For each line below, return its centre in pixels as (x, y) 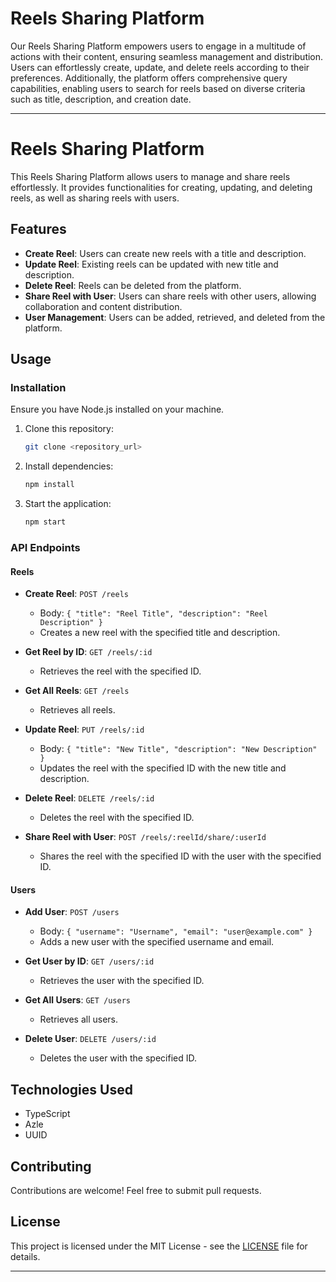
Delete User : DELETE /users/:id (90, 1039)
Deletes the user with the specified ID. (118, 1058)
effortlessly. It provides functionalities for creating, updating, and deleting (161, 187)
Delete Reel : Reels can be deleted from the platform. (133, 285)
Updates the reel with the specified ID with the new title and (163, 768)
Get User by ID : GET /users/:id (89, 961)
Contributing (51, 1166)
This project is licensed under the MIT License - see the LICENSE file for (159, 1246)
